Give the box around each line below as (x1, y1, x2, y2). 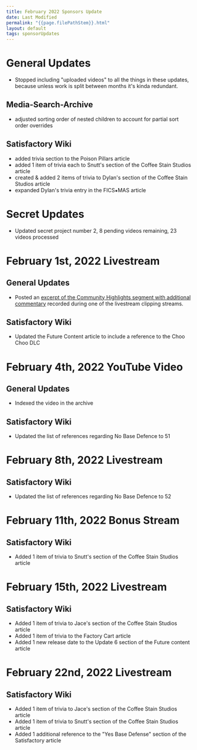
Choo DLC (14, 339, 40, 346)
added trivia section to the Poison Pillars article (14, 155, 130, 162)
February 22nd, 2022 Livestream (6, 666, 172, 679)
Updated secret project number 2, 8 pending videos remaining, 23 (14, 227, 177, 234)
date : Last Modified (6, 14, 58, 20)
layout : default (6, 25, 46, 32)
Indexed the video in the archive (14, 399, 94, 407)
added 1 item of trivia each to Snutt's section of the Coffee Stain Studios (14, 161, 192, 168)
